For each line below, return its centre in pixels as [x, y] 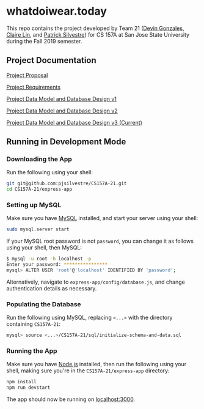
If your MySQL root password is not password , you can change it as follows [100, 241]
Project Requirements [34, 87]
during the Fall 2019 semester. [44, 41]
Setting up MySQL [34, 205]
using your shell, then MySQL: [44, 248]
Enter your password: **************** [57, 265]
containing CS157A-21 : [34, 324]
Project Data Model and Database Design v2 [62, 111]
